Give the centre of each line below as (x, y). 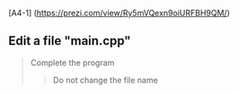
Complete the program (72, 63)
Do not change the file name (105, 80)
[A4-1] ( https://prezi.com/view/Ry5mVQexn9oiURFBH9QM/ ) (119, 13)
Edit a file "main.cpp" (70, 41)
